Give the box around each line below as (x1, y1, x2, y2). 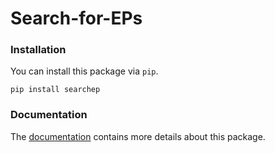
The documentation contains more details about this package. (10, 130, 266, 142)
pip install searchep (10, 85, 101, 95)
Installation (10, 43, 67, 57)
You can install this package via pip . (10, 65, 159, 77)
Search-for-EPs (10, 7, 143, 30)
